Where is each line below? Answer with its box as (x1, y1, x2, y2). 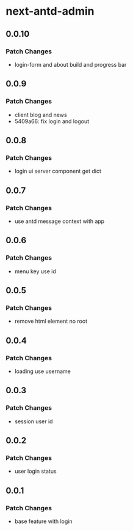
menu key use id (14, 268, 56, 275)
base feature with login (14, 518, 73, 525)
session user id (14, 418, 53, 425)
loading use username (14, 367, 71, 375)
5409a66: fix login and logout (14, 118, 90, 125)
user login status (14, 467, 57, 475)
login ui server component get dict (14, 167, 102, 175)
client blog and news (14, 111, 68, 118)
